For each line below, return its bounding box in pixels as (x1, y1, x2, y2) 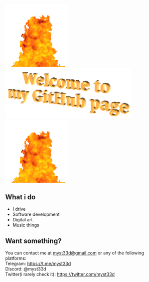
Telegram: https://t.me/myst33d (5, 260, 71, 267)
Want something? (5, 236, 62, 245)
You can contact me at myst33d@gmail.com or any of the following (5, 250, 144, 256)
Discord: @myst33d (5, 266, 47, 272)
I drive (12, 206, 26, 212)
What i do (5, 193, 36, 201)
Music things (12, 222, 39, 228)
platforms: (5, 255, 27, 261)
